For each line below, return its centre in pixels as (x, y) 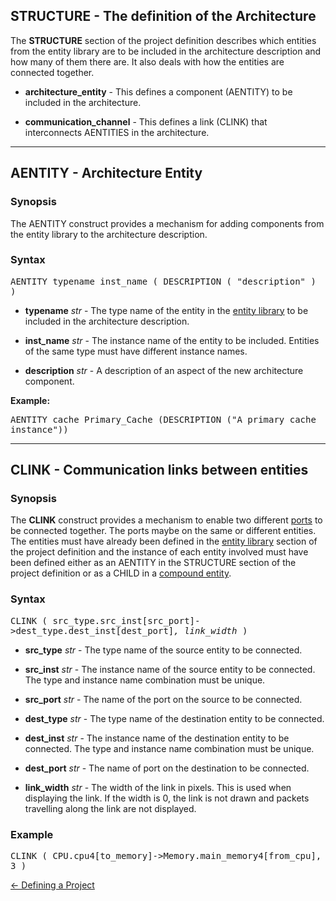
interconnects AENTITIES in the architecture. (117, 132)
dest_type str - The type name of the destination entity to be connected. (174, 718)
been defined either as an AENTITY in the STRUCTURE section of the (153, 563)
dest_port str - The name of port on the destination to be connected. (167, 768)
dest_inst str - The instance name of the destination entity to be (157, 738)
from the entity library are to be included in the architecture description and (166, 51)
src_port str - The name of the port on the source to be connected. (163, 699)
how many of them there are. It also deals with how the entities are (147, 61)
